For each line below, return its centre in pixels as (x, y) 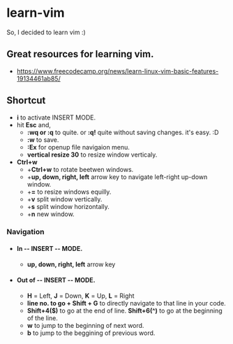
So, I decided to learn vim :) (46, 32)
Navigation (25, 232)
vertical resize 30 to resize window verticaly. (92, 155)
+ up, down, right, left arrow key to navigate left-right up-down (117, 177)
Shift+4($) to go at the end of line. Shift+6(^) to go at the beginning (125, 310)
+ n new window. (51, 214)
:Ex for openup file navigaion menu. (78, 147)
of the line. (43, 318)
